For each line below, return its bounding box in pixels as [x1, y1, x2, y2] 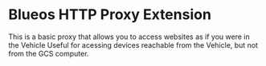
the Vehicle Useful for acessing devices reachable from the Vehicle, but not [8, 40, 259, 49]
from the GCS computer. [8, 49, 89, 58]
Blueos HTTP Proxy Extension [8, 6, 211, 24]
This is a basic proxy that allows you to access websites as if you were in [8, 32, 251, 41]
